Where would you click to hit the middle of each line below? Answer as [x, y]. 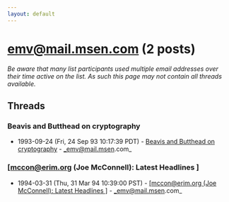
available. [22, 84]
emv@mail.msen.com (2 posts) [101, 49]
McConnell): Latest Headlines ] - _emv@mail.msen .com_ [100, 190]
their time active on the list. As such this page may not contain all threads [115, 76]
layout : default [31, 14]
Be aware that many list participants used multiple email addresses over [113, 69]
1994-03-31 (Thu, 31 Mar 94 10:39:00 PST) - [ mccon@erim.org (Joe [117, 183]
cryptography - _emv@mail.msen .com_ [75, 149]
